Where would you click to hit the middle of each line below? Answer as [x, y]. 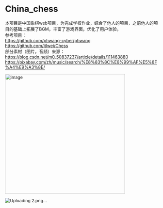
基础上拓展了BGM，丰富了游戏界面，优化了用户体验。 [67, 29]
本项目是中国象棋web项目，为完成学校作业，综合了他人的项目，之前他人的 [79, 23]
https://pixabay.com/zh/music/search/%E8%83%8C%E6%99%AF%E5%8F [81, 62]
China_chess [32, 9]
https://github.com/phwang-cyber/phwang [48, 40]
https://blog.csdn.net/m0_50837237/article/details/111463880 [67, 57]
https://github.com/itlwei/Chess [37, 46]
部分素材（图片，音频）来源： [35, 51]
